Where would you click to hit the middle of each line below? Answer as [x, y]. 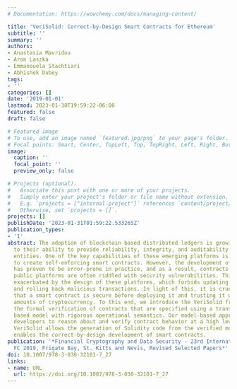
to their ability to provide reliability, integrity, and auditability [121, 249]
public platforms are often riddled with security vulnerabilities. [116, 276]
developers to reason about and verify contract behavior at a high [116, 322]
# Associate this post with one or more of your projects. [99, 190]
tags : [15, 79]
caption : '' [31, 158]
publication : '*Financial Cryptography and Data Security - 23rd [105, 342]
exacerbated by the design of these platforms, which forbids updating [121, 283]
